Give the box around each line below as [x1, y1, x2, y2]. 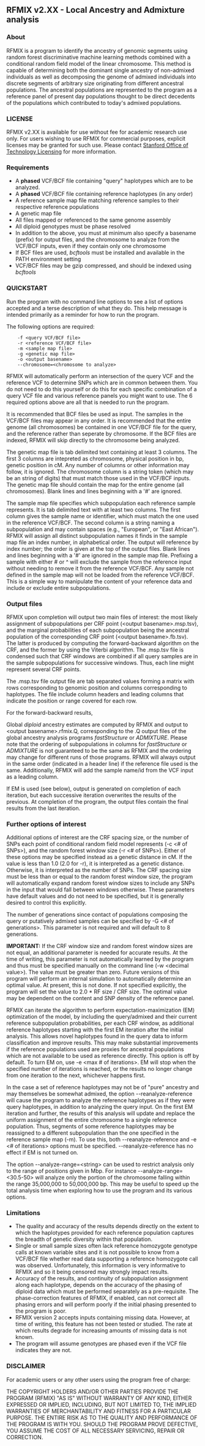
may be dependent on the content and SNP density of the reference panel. [6, 995, 195, 1002]
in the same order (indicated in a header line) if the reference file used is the [6, 760, 198, 767]
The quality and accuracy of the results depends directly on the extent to [15, 1222, 199, 1230]
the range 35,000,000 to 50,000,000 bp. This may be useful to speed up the [6, 1180, 199, 1188]
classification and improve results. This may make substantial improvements [6, 1039, 199, 1046]
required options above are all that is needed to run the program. [6, 398, 170, 406]
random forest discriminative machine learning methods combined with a [6, 53, 191, 61]
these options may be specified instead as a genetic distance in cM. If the [6, 853, 193, 861]
